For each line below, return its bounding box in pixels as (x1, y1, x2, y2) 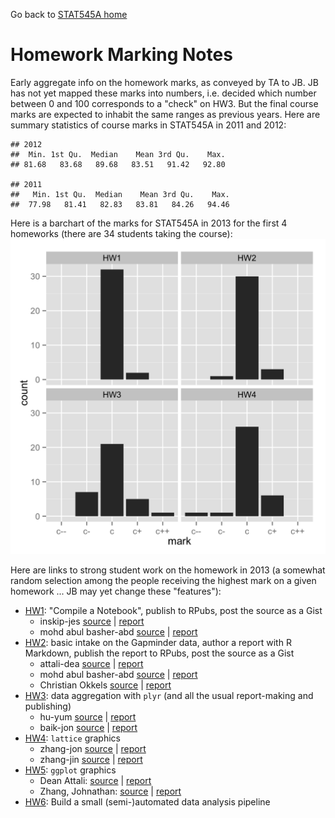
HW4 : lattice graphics (24, 732, 121, 744)
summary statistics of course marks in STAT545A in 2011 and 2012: (10, 119, 287, 131)
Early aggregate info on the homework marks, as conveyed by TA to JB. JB (10, 76, 319, 88)
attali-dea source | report (39, 657, 144, 669)
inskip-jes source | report (39, 615, 145, 627)
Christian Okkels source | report (39, 679, 172, 691)
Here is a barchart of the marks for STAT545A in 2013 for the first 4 (10, 217, 288, 229)
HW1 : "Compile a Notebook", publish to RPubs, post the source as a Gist (24, 604, 323, 616)
